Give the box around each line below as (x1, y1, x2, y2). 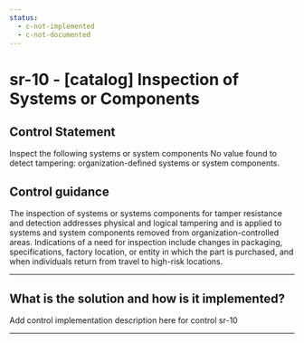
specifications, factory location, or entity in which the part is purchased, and (9, 246, 294, 258)
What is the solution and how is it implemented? (9, 291, 285, 306)
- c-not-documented (17, 30, 91, 39)
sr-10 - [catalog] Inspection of (9, 69, 240, 90)
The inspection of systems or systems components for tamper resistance (9, 208, 283, 219)
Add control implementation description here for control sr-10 (9, 315, 238, 326)
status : (9, 13, 39, 23)
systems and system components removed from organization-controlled (9, 227, 280, 238)
